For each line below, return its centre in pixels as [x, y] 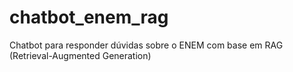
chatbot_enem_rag [89, 17]
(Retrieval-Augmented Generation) [80, 55]
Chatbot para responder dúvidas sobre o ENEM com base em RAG [146, 45]
